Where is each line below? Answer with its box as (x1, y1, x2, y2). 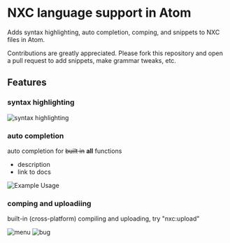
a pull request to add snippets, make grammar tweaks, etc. (7, 56, 177, 64)
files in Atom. (7, 35, 45, 43)
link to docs (17, 168, 51, 176)
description (17, 160, 50, 168)
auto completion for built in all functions (7, 147, 122, 155)
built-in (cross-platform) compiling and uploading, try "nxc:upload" (7, 214, 200, 223)
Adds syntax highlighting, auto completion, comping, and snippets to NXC (7, 28, 220, 36)
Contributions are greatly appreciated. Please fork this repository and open (7, 49, 224, 57)
